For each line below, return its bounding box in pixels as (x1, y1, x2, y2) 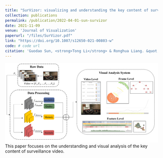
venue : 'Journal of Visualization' (5, 28, 77, 33)
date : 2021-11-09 (5, 23, 40, 28)
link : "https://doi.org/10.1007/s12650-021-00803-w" (5, 39, 114, 43)
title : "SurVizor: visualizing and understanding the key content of (5, 8, 149, 13)
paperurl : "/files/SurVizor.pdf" (5, 33, 73, 38)
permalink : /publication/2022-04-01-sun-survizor (5, 18, 108, 23)
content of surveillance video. (5, 148, 65, 154)
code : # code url (5, 43, 40, 48)
